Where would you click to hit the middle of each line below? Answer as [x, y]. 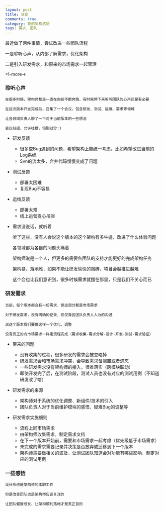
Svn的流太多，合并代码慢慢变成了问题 [59, 161]
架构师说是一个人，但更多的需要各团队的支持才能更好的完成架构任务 [82, 258]
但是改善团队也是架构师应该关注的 [35, 495]
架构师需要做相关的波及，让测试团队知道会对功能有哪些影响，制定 [87, 453]
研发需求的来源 [28, 390]
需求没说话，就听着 [32, 226]
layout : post [19, 10]
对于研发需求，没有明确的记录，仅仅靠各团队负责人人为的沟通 [59, 315]
